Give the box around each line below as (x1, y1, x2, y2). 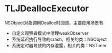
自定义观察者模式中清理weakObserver (11, 30, 89, 36)
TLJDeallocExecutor (4, 3, 89, 14)
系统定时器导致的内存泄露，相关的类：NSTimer (11, 42, 107, 48)
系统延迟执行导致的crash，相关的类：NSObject (11, 36, 107, 42)
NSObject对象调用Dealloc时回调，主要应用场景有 (4, 20, 104, 26)
